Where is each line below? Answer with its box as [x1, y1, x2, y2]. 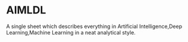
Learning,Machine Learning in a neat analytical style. [6, 29, 136, 36]
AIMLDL [6, 3, 46, 17]
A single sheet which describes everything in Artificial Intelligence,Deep [6, 23, 183, 30]
